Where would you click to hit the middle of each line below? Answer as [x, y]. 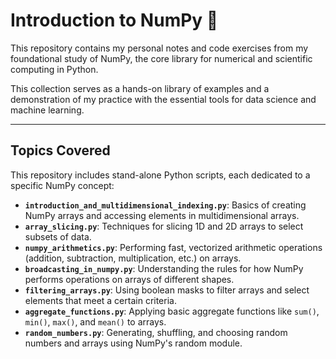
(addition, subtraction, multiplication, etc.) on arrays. [133, 258]
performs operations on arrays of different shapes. [129, 279]
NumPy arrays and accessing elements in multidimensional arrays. [162, 215]
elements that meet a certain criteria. [100, 300]
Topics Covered [60, 150]
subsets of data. [58, 236]
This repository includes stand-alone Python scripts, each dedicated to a [160, 175]
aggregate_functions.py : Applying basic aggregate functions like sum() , [172, 311]
